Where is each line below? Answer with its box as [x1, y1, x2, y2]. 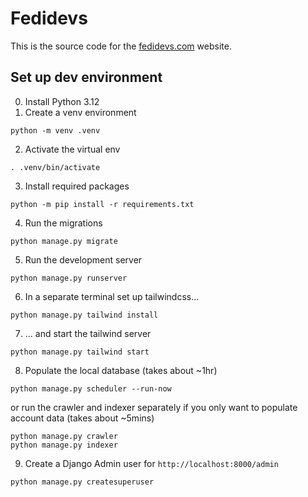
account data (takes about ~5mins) [10, 412, 155, 424]
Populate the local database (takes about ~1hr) [24, 364, 218, 376]
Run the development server [24, 253, 143, 266]
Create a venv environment [24, 106, 137, 118]
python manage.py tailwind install [10, 310, 159, 320]
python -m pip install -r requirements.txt [10, 199, 195, 209]
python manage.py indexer [10, 440, 118, 450]
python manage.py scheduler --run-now [10, 383, 172, 394]
